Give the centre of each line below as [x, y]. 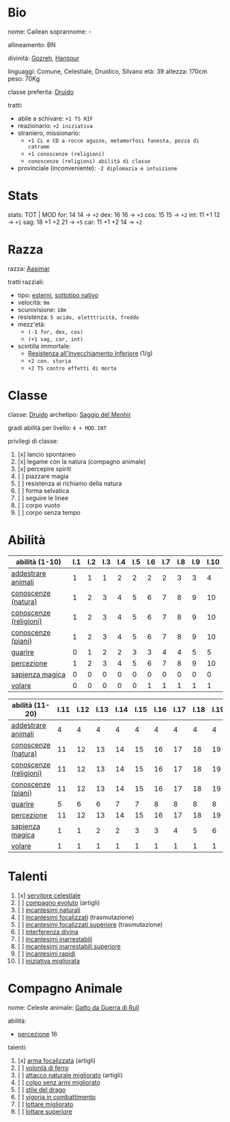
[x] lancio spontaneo [46, 454]
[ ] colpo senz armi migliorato [59, 1082]
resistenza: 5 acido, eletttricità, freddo [78, 317]
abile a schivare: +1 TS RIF [55, 118]
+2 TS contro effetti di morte [72, 368]
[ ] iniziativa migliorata [49, 960]
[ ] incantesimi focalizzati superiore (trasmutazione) [90, 924]
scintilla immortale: [44, 346]
